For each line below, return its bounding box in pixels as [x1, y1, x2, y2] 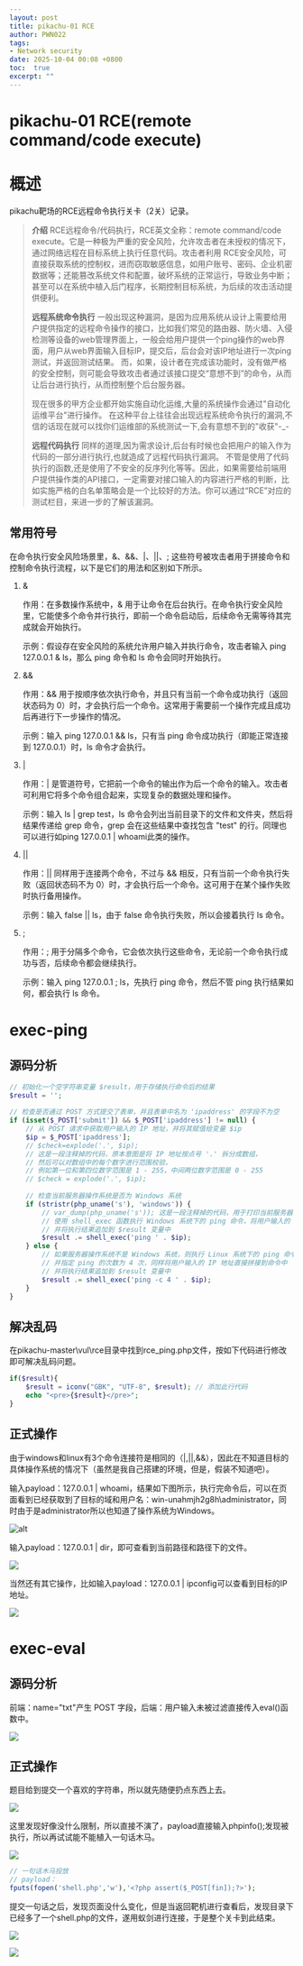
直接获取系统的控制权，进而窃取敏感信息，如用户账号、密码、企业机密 [31, 258, 293, 269]
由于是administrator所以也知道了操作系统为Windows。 [16, 1505, 219, 1516]
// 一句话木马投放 [9, 1867, 69, 1876]
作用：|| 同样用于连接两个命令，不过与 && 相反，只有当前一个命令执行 [22, 868, 282, 878]
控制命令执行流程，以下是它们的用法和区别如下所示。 [9, 562, 207, 573]
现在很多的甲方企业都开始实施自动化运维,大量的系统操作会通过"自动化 [31, 398, 291, 409]
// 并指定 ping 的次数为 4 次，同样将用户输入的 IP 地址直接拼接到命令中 [41, 1259, 288, 1268]
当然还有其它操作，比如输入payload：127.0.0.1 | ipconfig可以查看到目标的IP [9, 1577, 288, 1588]
